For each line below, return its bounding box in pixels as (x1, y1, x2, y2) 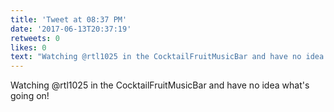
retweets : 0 (10, 33, 60, 43)
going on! (10, 90, 50, 102)
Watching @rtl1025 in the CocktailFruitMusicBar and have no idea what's (10, 79, 310, 91)
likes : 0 (10, 42, 47, 53)
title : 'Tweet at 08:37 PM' (10, 14, 128, 25)
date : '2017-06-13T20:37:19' (10, 24, 132, 34)
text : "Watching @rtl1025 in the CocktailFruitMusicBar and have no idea (10, 52, 325, 62)
